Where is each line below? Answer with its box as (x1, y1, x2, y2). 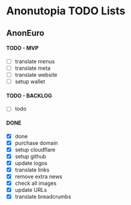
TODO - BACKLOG (6, 92, 53, 99)
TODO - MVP (6, 45, 39, 52)
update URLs (14, 187, 47, 193)
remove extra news (14, 173, 63, 180)
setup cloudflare (14, 146, 56, 153)
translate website (14, 71, 58, 78)
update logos (14, 159, 48, 166)
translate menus (14, 58, 55, 65)
